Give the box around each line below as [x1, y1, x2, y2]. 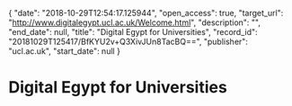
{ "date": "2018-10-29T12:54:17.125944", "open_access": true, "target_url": [8, 8, 284, 18]
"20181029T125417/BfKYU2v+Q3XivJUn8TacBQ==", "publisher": [8, 36, 249, 47]
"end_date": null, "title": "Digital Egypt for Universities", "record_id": [8, 27, 258, 37]
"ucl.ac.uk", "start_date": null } [8, 46, 120, 57]
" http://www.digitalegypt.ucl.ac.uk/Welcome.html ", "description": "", [8, 17, 261, 28]
